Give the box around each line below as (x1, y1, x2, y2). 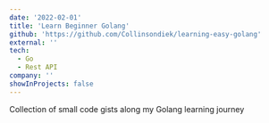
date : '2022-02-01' (9, 12, 82, 22)
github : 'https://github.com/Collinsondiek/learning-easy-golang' (9, 29, 262, 38)
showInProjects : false (9, 79, 94, 88)
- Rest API (17, 63, 58, 72)
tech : (9, 46, 29, 55)
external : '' (9, 37, 58, 47)
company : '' (9, 71, 54, 80)
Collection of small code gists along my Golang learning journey (9, 103, 245, 114)
